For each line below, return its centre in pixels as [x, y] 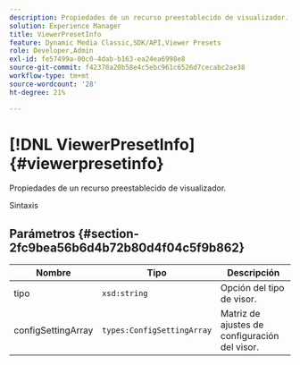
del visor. [240, 347]
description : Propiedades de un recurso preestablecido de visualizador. [150, 17]
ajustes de [242, 325]
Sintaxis [24, 206]
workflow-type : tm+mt [50, 76]
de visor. [238, 299]
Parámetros [42, 233]
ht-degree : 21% [37, 92]
